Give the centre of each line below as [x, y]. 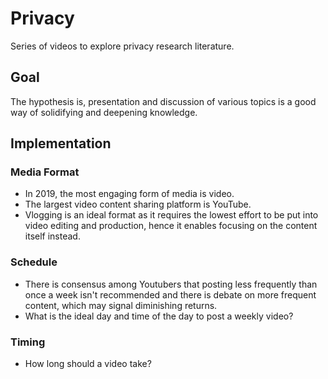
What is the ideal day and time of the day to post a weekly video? [159, 316]
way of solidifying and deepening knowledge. [104, 112]
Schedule [34, 262]
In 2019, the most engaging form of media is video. [129, 194]
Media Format [45, 172]
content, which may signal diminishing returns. [121, 305]
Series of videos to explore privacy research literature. [122, 46]
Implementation [61, 143]
